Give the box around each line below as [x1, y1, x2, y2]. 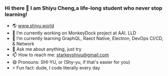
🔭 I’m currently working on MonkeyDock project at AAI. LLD [12, 30, 137, 36]
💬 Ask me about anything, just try [12, 46, 82, 52]
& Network [12, 41, 35, 47]
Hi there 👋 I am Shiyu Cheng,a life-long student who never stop [5, 5, 162, 12]
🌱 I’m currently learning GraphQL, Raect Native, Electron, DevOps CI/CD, [12, 35, 163, 42]
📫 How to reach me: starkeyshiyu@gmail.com [12, 52, 109, 58]
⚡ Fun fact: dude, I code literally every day [12, 65, 101, 71]
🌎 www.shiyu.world [12, 23, 54, 29]
